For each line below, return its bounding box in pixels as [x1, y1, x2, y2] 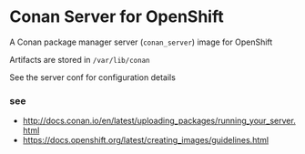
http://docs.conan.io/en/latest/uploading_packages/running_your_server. [22, 116, 296, 127]
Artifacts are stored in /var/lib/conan [9, 54, 150, 65]
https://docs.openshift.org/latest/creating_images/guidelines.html [22, 135, 269, 146]
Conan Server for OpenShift [9, 6, 225, 27]
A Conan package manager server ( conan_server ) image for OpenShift [9, 36, 273, 47]
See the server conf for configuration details [9, 71, 176, 83]
